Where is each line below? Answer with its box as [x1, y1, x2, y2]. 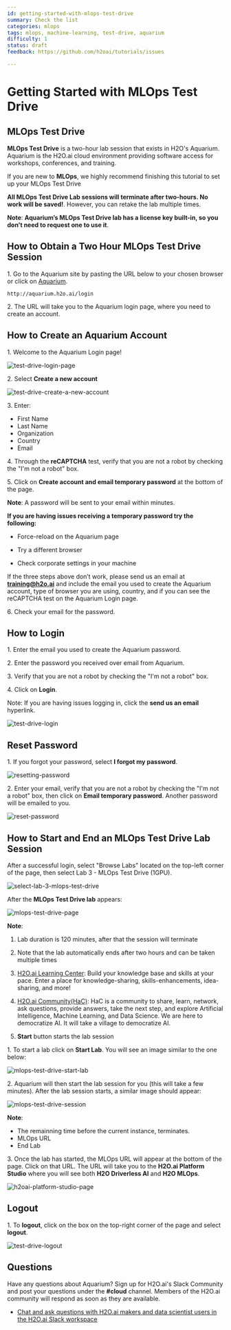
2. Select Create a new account [7, 374, 98, 382]
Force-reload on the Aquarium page [16, 532, 119, 541]
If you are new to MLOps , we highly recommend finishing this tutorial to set [7, 172, 220, 180]
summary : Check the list [7, 17, 78, 23]
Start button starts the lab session [16, 1032, 115, 1040]
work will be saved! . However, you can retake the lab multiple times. [7, 200, 201, 208]
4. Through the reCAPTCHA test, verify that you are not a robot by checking [7, 457, 223, 465]
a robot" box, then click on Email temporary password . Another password [7, 792, 218, 800]
